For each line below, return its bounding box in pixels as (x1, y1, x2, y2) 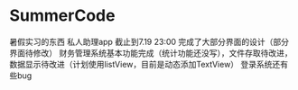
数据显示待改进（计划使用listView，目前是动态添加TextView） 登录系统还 (9, 58, 281, 69)
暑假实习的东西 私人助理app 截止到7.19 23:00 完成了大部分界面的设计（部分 (9, 36, 290, 47)
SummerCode (9, 5, 116, 26)
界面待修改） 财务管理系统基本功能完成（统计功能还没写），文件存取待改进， (9, 47, 293, 58)
